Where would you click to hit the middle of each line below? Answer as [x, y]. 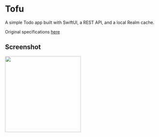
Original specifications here [32, 32]
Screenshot [23, 47]
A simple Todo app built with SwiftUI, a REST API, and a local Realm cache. [80, 22]
